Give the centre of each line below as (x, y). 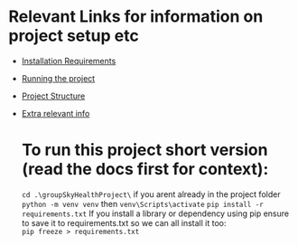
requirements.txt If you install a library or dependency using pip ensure (155, 213)
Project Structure (53, 96)
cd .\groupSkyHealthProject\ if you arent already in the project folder (151, 194)
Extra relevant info (56, 113)
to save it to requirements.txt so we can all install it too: (124, 222)
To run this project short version (144, 150)
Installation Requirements (69, 61)
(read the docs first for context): (145, 170)
